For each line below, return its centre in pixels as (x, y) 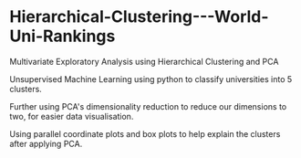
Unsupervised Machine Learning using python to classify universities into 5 (151, 79)
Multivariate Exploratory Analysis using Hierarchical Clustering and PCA (144, 61)
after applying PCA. (46, 143)
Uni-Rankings (62, 36)
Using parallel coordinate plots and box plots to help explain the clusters (145, 133)
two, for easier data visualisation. (72, 116)
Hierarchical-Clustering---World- (139, 17)
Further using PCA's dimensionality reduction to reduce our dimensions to (148, 106)
